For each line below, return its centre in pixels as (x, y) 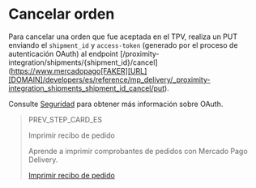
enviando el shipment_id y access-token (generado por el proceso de (123, 45)
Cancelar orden (62, 14)
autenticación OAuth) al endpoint (64, 53)
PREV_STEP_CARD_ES (65, 119)
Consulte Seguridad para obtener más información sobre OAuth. (116, 104)
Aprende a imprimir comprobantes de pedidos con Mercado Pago (138, 151)
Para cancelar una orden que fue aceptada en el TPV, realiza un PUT (123, 36)
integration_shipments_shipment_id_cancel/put (86, 88)
